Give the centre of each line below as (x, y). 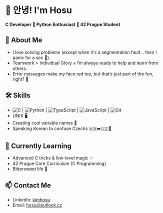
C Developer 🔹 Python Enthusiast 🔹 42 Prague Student (63, 24)
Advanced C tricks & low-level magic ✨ (53, 158)
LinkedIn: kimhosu (31, 200)
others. (20, 68)
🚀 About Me (24, 40)
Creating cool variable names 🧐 (45, 122)
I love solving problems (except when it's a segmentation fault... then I (84, 52)
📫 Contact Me (28, 185)
